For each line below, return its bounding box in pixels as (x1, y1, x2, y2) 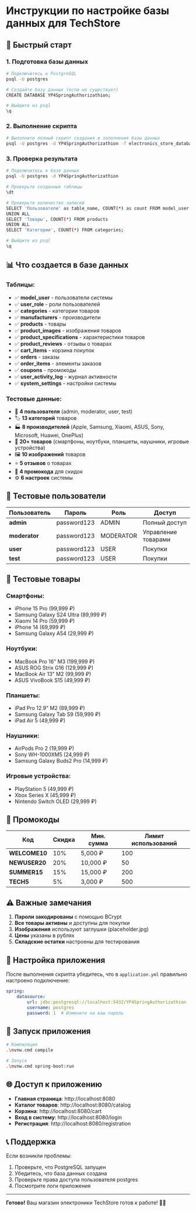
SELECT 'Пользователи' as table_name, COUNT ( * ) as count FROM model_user (6, 205, 190, 211)
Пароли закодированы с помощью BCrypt (14, 913, 122, 920)
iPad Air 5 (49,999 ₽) (14, 717, 66, 724)
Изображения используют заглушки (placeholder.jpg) (14, 926, 149, 933)
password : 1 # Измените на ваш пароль (27, 1010, 124, 1016)
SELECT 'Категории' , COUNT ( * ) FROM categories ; (6, 227, 124, 233)
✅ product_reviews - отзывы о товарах (14, 340, 112, 347)
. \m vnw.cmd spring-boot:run (6, 1063, 75, 1069)
